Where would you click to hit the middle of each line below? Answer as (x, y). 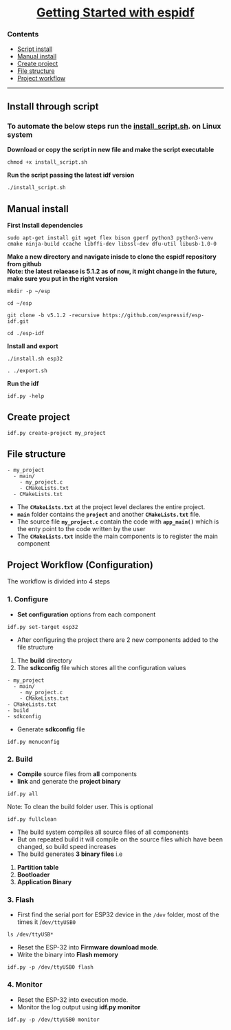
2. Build (20, 759)
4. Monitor (25, 985)
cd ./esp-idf (26, 333)
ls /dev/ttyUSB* (30, 935)
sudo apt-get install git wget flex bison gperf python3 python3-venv (110, 238)
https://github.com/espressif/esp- (153, 315)
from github (24, 264)
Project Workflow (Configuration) (80, 565)
